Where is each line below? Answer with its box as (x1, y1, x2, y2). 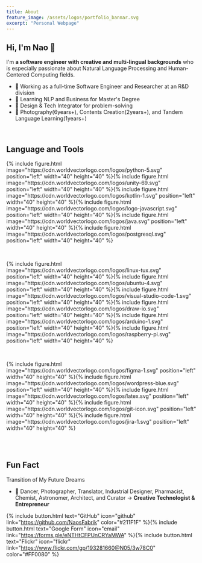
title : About (6, 8, 39, 15)
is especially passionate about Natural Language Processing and (6, 64, 167, 72)
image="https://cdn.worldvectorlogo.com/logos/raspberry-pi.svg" (6, 331, 171, 338)
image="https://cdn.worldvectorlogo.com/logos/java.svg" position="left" (6, 218, 188, 225)
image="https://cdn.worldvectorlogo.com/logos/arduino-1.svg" (6, 318, 163, 325)
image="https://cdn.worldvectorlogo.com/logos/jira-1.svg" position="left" (6, 418, 189, 425)
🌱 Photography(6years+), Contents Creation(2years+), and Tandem (14, 109, 183, 116)
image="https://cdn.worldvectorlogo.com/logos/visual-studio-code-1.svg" (6, 292, 192, 299)
